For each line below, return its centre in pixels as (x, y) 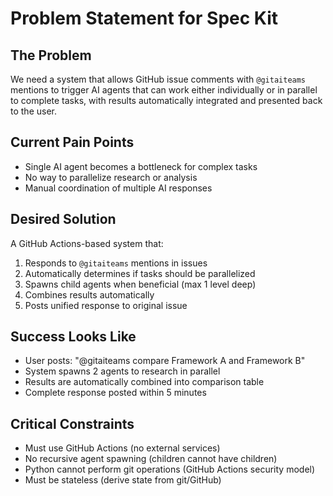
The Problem (51, 55)
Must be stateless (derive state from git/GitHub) (123, 480)
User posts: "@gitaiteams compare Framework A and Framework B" (165, 361)
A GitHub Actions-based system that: (87, 243)
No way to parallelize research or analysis (111, 177)
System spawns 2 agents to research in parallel (122, 371)
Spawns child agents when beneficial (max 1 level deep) (140, 284)
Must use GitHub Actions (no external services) (122, 448)
